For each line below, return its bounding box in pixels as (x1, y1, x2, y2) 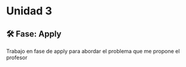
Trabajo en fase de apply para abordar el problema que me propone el (6, 48, 180, 54)
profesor (6, 54, 28, 61)
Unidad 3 (6, 4, 52, 18)
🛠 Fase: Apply (6, 29, 62, 39)
